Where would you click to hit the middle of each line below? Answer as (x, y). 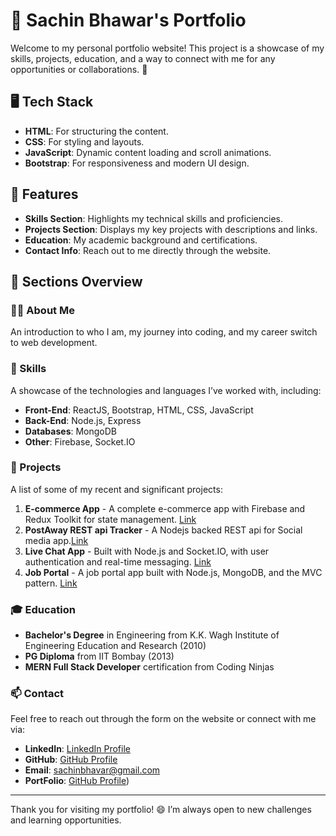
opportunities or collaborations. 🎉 (79, 69)
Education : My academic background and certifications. (141, 240)
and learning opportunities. (66, 820)
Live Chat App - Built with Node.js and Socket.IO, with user (147, 551)
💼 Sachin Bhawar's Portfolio (128, 20)
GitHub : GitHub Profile (71, 760)
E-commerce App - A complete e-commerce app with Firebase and (165, 508)
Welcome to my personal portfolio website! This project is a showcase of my (167, 48)
